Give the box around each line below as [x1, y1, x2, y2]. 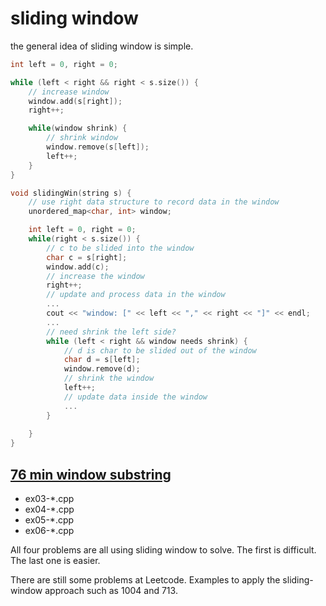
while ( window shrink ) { [28, 123, 128, 134]
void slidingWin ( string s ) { [10, 188, 132, 198]
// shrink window [46, 133, 118, 143]
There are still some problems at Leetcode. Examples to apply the [10, 574, 281, 586]
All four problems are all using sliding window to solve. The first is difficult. [10, 544, 317, 556]
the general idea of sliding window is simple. [10, 40, 194, 52]
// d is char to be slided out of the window [63, 345, 257, 356]
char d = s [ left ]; [63, 355, 141, 365]
